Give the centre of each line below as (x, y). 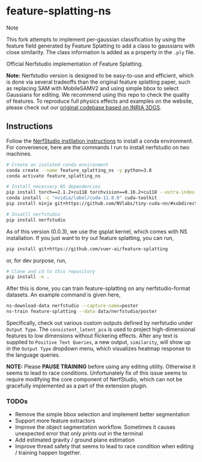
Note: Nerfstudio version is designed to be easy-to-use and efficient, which (100, 75)
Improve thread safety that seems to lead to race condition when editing (104, 446)
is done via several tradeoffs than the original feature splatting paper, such (98, 82)
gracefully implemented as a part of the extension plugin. (77, 386)
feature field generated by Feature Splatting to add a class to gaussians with (101, 46)
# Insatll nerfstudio (33, 214)
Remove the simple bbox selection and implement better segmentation (103, 414)
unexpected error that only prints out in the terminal (79, 434)
